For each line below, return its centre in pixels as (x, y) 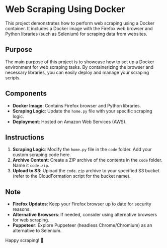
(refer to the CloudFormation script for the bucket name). (71, 176)
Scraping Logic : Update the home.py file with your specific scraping (82, 111)
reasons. (22, 209)
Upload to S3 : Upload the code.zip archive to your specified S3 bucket (86, 171)
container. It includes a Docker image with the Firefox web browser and (79, 28)
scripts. (13, 78)
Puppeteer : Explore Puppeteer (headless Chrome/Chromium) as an (82, 225)
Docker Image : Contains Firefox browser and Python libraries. (77, 105)
